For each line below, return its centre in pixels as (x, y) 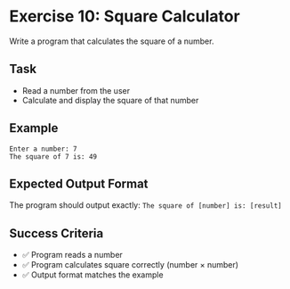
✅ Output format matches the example (93, 275)
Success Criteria (56, 233)
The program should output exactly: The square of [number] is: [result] (145, 205)
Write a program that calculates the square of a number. (112, 41)
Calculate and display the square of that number (110, 100)
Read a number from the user (76, 90)
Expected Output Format (79, 183)
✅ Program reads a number (72, 255)
